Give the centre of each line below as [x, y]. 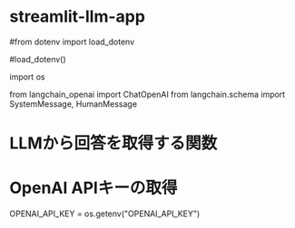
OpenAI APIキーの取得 [93, 188]
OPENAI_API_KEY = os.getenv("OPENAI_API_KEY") [105, 214]
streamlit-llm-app [77, 17]
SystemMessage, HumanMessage [74, 104]
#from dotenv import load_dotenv [72, 42]
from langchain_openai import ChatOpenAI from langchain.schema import [147, 94]
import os [27, 76]
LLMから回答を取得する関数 [113, 143]
